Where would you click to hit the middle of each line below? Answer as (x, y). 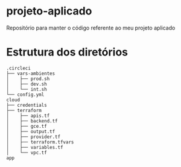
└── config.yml (25, 95)
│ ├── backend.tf (32, 121)
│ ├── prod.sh (28, 79)
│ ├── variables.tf (35, 147)
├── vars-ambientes (31, 74)
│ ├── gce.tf (27, 126)
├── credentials (27, 105)
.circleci (19, 68)
